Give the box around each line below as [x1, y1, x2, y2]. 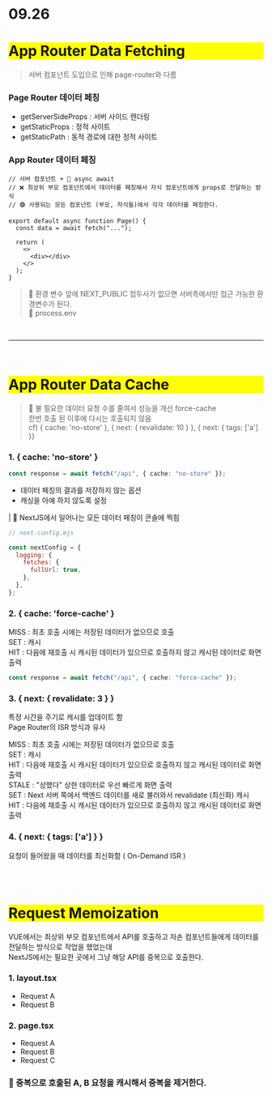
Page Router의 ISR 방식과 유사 [8, 723, 106, 732]
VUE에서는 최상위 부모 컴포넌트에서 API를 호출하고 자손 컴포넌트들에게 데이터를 [8, 932, 259, 941]
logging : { [15, 551, 53, 559]
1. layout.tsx [8, 973, 57, 984]
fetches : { [23, 558, 60, 567]
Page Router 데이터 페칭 [8, 92, 100, 104]
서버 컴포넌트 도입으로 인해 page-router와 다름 [28, 70, 177, 79]
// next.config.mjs [8, 528, 74, 537]
